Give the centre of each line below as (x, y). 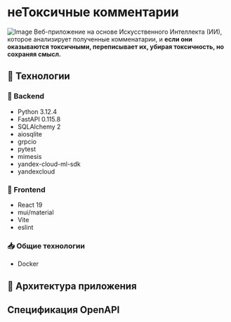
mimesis (29, 156)
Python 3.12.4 (37, 111)
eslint (25, 227)
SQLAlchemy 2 (39, 127)
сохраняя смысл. (34, 54)
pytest (27, 149)
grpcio (27, 141)
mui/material (35, 212)
